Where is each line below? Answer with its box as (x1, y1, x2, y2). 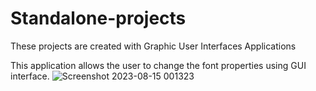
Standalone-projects (10, 7, 187, 30)
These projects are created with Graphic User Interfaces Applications (10, 40, 297, 52)
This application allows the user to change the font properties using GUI (10, 59, 307, 71)
